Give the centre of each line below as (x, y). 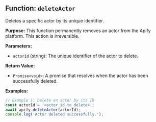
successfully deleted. (35, 81)
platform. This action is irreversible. (42, 36)
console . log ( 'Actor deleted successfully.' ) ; (54, 114)
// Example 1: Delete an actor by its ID (50, 100)
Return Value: (20, 65)
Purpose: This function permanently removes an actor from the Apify (78, 31)
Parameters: (19, 46)
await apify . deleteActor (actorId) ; (43, 110)
